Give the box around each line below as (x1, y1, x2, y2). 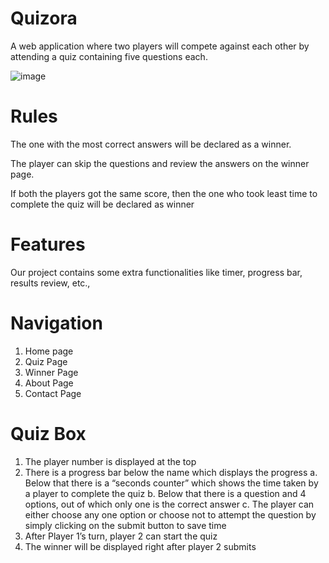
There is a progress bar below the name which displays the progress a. (24, 466, 318, 478)
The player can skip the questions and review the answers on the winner (10, 157, 310, 169)
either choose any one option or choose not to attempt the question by (24, 508, 317, 521)
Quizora (10, 7, 78, 30)
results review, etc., (10, 277, 91, 289)
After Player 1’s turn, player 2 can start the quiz (24, 530, 218, 542)
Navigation (10, 312, 103, 334)
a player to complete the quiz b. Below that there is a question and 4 (24, 487, 307, 499)
